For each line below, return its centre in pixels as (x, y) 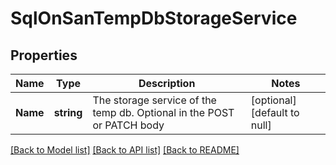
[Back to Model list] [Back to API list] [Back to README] (125, 150)
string (68, 112)
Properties (44, 55)
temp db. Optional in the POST (163, 112)
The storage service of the (154, 100)
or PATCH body (128, 125)
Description (167, 83)
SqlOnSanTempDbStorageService (154, 18)
